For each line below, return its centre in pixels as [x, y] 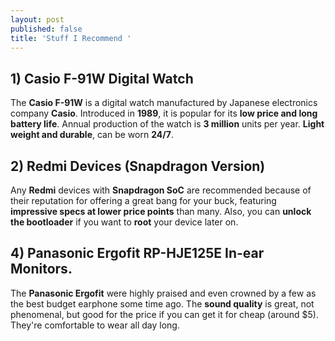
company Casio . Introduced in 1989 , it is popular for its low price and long [164, 113]
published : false [46, 29]
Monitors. [41, 269]
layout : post [37, 19]
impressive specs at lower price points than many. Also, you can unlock [161, 211]
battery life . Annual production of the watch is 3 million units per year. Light [167, 124]
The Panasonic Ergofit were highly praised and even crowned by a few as [163, 293]
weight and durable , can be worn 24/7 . [92, 135]
